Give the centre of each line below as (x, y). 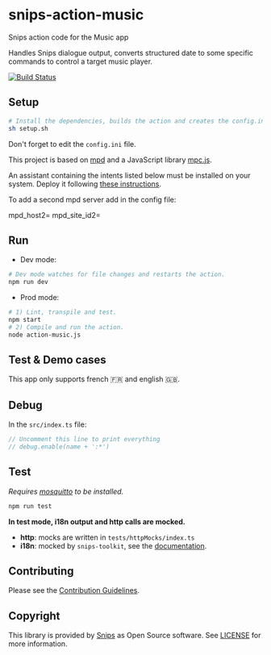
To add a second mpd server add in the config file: (92, 199)
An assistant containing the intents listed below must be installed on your (130, 175)
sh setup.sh (28, 128)
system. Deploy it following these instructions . (85, 184)
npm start (25, 319)
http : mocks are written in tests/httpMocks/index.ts (107, 537)
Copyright (34, 616)
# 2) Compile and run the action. (67, 327)
